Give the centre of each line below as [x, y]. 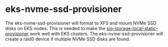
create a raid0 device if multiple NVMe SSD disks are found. [68, 39]
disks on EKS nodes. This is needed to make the [55, 28]
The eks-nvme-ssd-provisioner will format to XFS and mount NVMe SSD [81, 23]
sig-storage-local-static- [132, 28]
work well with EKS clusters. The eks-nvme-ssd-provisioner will [96, 33]
